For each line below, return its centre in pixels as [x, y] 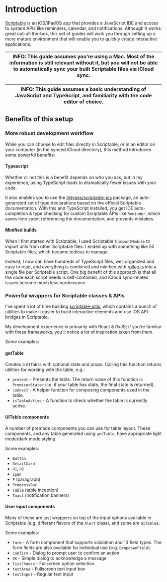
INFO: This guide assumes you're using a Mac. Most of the [83, 56]
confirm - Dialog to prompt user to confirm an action [66, 553]
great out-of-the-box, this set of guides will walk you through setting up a [80, 33]
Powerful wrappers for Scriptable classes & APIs [65, 295]
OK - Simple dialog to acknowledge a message [59, 558]
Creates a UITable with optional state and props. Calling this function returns [83, 364]
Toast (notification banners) [41, 495]
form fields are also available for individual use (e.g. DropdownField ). [82, 548]
